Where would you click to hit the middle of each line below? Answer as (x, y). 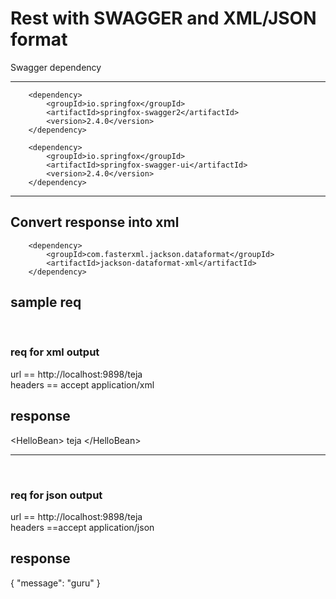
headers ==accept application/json (82, 527)
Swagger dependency (56, 67)
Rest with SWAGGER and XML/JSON (163, 18)
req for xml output (55, 352)
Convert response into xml (95, 222)
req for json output (56, 495)
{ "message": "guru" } (55, 583)
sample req (46, 302)
